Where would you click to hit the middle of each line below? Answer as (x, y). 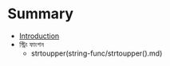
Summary (40, 14)
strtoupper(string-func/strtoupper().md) (97, 53)
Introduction (39, 36)
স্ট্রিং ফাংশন (32, 44)
